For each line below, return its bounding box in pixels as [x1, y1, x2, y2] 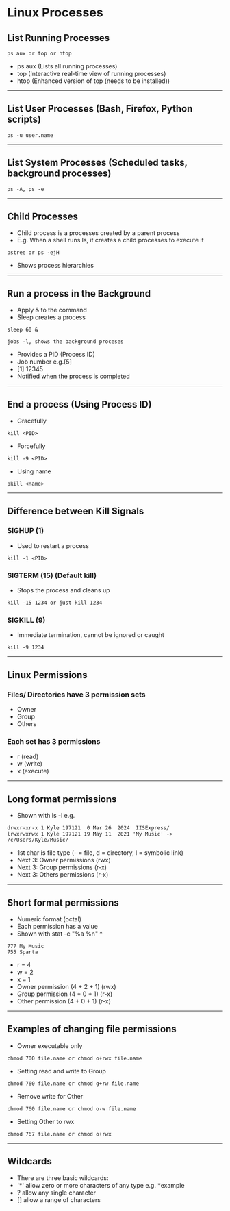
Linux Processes [7, 5, 104, 21]
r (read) [16, 752, 39, 761]
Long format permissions [7, 793, 117, 805]
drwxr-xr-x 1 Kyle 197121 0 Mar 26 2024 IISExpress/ [7, 825, 170, 832]
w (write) [16, 760, 43, 768]
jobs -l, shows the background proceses [7, 338, 125, 345]
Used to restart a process [16, 541, 89, 549]
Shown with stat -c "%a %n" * [16, 929, 103, 938]
